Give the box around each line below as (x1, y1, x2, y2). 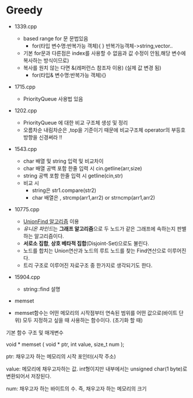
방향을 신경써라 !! (23, 133, 62, 140)
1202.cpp (14, 107, 37, 114)
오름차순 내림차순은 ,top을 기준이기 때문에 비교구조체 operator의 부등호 (23, 126, 185, 133)
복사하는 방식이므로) (23, 57, 69, 64)
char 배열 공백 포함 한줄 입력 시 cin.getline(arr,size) (23, 164, 142, 171)
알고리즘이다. (34, 232, 64, 239)
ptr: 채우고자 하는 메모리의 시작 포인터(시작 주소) (6, 352, 117, 360)
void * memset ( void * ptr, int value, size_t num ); (6, 341, 125, 348)
